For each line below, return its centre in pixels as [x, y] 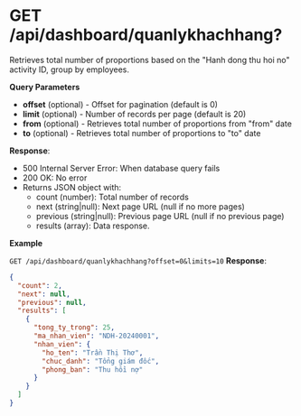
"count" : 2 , [40, 285]
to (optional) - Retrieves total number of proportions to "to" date [141, 133]
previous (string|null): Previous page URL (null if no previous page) [160, 216]
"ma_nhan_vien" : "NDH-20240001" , [96, 336]
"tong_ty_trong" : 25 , [74, 328]
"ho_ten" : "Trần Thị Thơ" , [93, 353]
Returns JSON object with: [72, 187]
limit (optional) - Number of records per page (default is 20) [134, 114]
